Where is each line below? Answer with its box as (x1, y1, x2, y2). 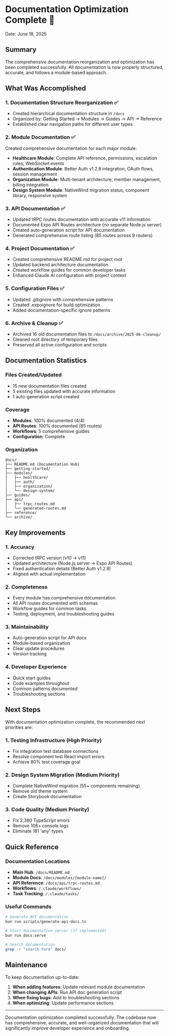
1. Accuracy (5, 543, 35, 550)
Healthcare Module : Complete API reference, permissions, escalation (12, 155, 157, 161)
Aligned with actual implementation (12, 571, 86, 577)
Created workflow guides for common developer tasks (12, 267, 126, 273)
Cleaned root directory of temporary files (12, 336, 98, 342)
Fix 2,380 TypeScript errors (12, 817, 70, 823)
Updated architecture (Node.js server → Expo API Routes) (12, 560, 133, 566)
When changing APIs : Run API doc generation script (12, 989, 122, 995)
